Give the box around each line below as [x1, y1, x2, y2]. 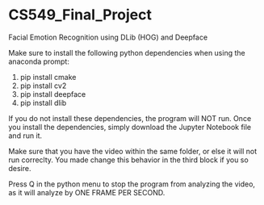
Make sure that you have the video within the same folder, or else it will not [8, 146, 258, 156]
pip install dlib [19, 98, 67, 107]
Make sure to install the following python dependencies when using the [8, 48, 245, 57]
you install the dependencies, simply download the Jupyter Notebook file [8, 122, 252, 132]
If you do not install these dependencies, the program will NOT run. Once [8, 113, 252, 123]
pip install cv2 [19, 81, 67, 90]
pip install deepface [19, 89, 86, 98]
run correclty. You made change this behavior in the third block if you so [8, 155, 249, 165]
